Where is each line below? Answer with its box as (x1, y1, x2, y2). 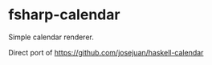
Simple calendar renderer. (8, 32, 94, 42)
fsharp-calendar (8, 6, 120, 24)
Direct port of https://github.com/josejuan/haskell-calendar (8, 47, 204, 57)
